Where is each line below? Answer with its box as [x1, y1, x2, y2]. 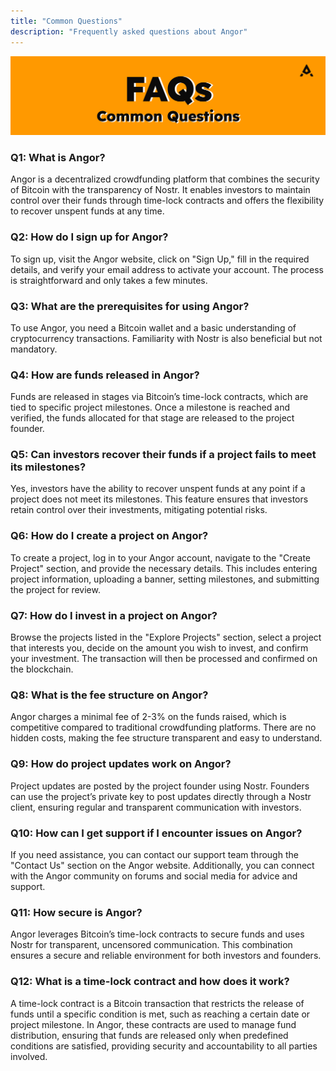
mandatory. [10, 343, 58, 355]
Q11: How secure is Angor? [10, 905, 143, 919]
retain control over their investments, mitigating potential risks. [10, 504, 268, 516]
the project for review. [10, 583, 101, 595]
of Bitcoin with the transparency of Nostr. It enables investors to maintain [10, 184, 311, 196]
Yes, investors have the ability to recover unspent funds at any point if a [10, 483, 306, 495]
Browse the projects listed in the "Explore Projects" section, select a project [10, 631, 322, 644]
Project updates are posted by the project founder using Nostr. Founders [10, 780, 310, 792]
